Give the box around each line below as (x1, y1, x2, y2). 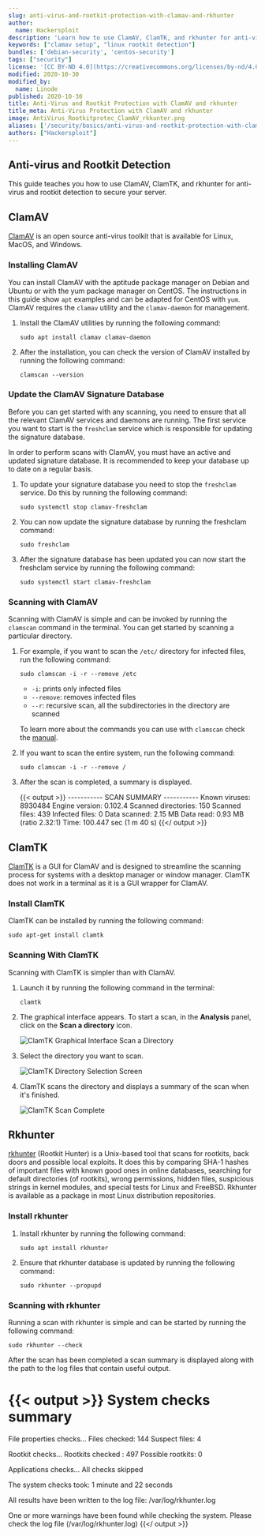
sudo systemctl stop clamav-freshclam (19, 503, 147, 511)
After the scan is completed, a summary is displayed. (19, 777, 192, 787)
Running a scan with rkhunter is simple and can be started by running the (8, 1317, 247, 1327)
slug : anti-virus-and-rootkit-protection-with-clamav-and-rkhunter (8, 11, 235, 20)
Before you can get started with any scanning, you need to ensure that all (8, 407, 247, 416)
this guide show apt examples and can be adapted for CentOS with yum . (8, 294, 241, 304)
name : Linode (15, 84, 58, 93)
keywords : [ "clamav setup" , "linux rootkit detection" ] (8, 41, 196, 49)
